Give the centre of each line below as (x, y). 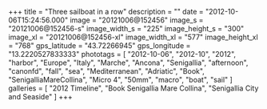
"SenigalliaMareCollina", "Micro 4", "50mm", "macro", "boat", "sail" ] (121, 80)
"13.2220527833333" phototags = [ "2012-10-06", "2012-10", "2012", (122, 54)
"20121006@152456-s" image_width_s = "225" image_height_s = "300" (126, 28)
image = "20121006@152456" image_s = (137, 20)
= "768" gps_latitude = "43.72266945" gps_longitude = (100, 46)
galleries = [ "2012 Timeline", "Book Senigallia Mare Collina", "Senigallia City (133, 88)
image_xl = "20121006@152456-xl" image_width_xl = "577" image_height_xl (133, 37)
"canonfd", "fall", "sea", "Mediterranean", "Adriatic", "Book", (107, 71)
